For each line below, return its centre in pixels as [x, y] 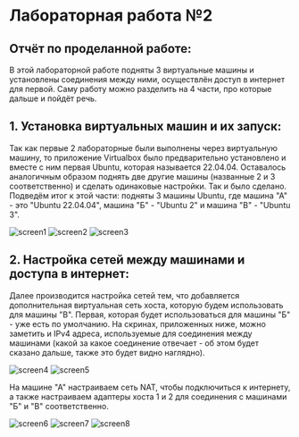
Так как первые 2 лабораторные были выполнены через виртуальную [144, 147]
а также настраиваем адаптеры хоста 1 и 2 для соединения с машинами [148, 396]
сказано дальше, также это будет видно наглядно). [107, 352]
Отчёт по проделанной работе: [100, 49]
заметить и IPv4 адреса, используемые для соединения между [131, 333]
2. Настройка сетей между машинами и [127, 260]
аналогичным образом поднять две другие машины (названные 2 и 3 [142, 176]
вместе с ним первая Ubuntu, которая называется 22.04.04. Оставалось [148, 167]
